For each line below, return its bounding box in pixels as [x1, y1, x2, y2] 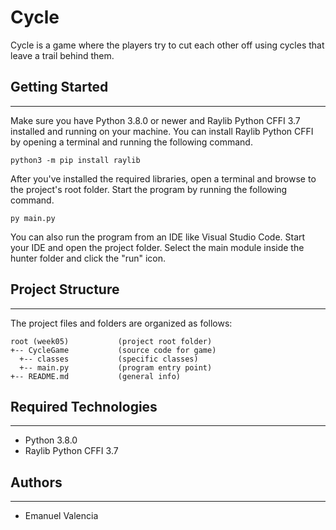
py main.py [10, 213, 56, 223]
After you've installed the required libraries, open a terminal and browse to [10, 172, 317, 185]
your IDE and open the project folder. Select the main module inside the [10, 241, 305, 253]
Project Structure [10, 281, 120, 298]
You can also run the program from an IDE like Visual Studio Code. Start [10, 231, 306, 243]
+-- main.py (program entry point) [19, 362, 213, 373]
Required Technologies [10, 398, 158, 415]
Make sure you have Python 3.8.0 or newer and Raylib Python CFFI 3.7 [10, 114, 301, 126]
